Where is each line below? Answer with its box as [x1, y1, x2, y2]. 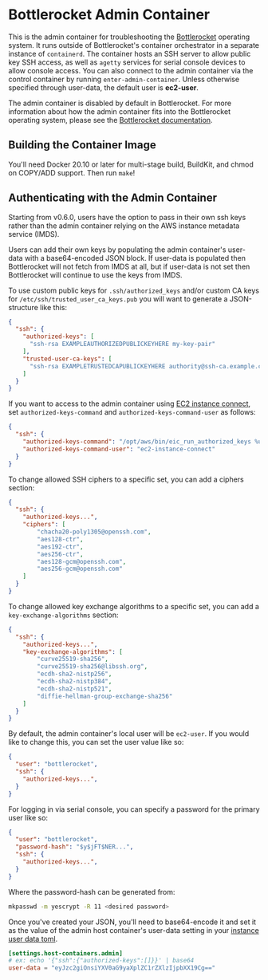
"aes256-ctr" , [37, 550, 84, 558]
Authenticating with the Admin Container [8, 191, 218, 205]
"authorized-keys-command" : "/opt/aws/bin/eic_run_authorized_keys [22, 438, 251, 446]
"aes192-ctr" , [37, 542, 84, 551]
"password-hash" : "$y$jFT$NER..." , [15, 843, 134, 851]
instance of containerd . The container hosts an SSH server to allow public [8, 49, 251, 58]
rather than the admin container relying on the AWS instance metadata [8, 221, 240, 230]
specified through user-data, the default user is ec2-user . [8, 82, 199, 92]
